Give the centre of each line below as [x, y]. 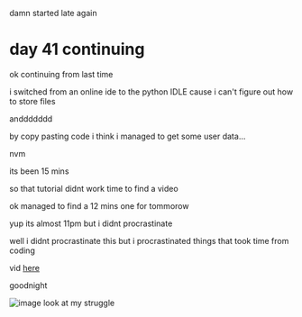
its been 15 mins [39, 171]
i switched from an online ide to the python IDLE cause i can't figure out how [151, 91]
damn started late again [53, 13]
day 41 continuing [77, 50]
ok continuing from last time [61, 74]
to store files [32, 101]
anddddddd [31, 118]
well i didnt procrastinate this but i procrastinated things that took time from [149, 240]
